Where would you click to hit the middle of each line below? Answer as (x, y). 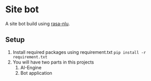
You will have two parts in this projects (53, 62)
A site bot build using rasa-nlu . (38, 24)
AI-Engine (31, 67)
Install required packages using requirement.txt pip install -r (79, 52)
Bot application (36, 73)
